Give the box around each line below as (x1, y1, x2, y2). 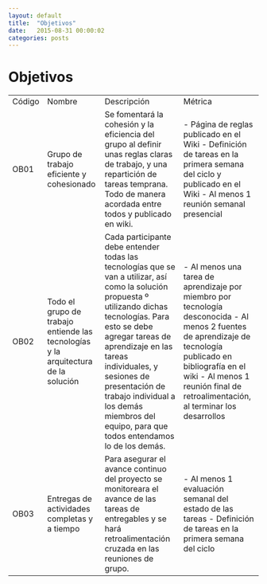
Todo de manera (104, 189, 166, 200)
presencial (183, 209, 222, 220)
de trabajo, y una (104, 159, 168, 170)
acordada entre (104, 198, 162, 210)
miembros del (104, 411, 157, 422)
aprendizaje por (183, 281, 242, 292)
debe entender (104, 241, 161, 253)
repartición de (104, 169, 157, 180)
